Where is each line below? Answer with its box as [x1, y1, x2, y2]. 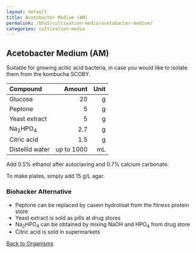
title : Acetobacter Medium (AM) [6, 14, 88, 21]
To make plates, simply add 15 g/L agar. [6, 173, 105, 180]
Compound [9, 85, 42, 94]
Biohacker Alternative [6, 188, 72, 196]
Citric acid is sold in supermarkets [15, 228, 100, 235]
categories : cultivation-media [6, 25, 85, 32]
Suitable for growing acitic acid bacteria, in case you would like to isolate [6, 64, 188, 71]
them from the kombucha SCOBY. [6, 71, 91, 78]
